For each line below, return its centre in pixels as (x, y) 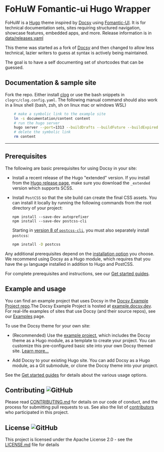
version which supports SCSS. (43, 188)
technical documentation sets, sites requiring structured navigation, (73, 27)
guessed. (14, 67)
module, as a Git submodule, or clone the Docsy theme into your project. (85, 366)
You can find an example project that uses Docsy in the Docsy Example (77, 301)
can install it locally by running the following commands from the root (82, 203)
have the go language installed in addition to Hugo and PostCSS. (70, 264)
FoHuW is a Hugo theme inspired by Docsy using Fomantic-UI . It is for (76, 22)
